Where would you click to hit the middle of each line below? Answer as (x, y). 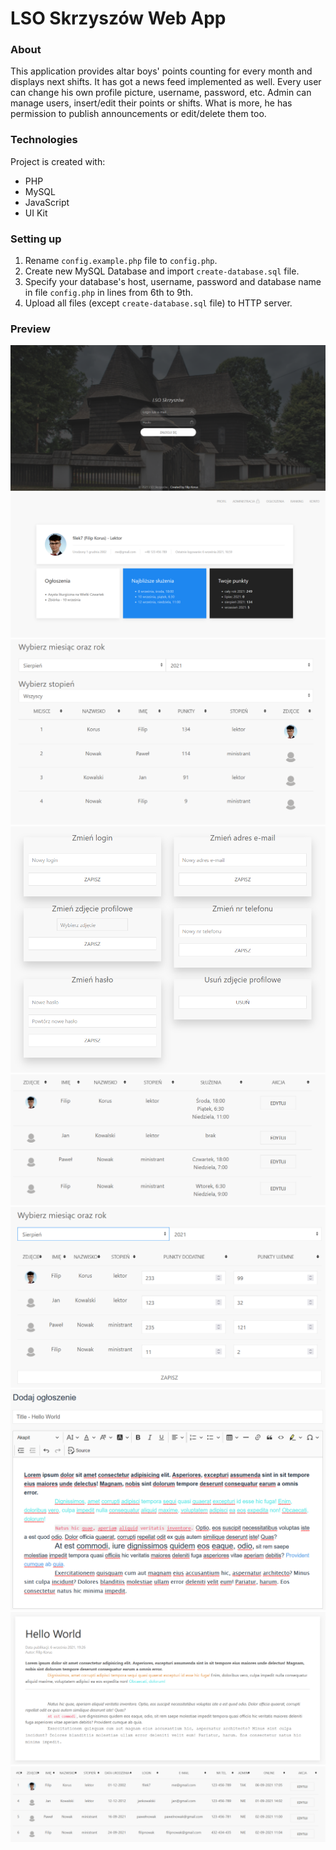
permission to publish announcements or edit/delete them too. (138, 114)
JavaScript (47, 202)
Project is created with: (58, 161)
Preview (30, 329)
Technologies (44, 140)
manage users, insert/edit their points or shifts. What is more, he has (151, 103)
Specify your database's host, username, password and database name (173, 282)
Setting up (36, 239)
